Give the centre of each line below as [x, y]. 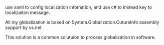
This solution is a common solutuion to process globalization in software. [80, 37]
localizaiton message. [28, 12]
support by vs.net [23, 27]
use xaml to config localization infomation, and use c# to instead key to [78, 7]
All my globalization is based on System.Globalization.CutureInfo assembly [82, 22]
